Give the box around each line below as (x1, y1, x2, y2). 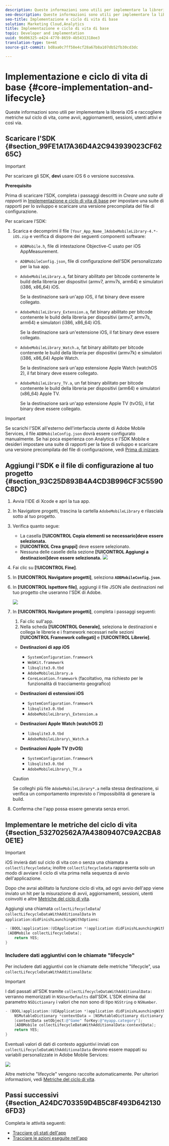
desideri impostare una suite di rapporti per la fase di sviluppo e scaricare (5, 441, 158, 447)
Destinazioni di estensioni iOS (20, 691, 84, 697)
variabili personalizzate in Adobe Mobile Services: (5, 1052, 109, 1058)
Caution (12, 776, 29, 782)
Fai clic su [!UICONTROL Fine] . (12, 565, 77, 571)
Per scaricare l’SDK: (5, 218, 47, 224)
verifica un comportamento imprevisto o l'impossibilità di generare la (12, 791, 155, 797)
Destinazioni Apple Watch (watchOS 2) (20, 721, 104, 727)
